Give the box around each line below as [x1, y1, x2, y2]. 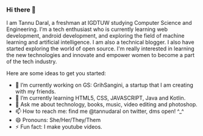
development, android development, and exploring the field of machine [6, 32, 185, 39]
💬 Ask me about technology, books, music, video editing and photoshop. [15, 101, 198, 108]
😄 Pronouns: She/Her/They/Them [15, 117, 101, 124]
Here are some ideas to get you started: [6, 70, 107, 77]
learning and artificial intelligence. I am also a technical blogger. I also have [6, 39, 195, 46]
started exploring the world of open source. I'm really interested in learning [6, 45, 195, 52]
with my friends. [15, 88, 56, 95]
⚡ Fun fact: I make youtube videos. [15, 123, 102, 131]
